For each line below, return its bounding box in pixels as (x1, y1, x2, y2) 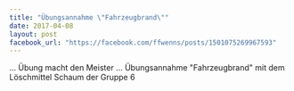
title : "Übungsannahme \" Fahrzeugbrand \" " (9, 12, 169, 22)
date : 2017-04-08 (9, 21, 74, 30)
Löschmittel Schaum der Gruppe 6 (9, 72, 135, 83)
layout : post (9, 29, 58, 38)
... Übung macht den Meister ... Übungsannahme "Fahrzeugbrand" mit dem (9, 62, 285, 73)
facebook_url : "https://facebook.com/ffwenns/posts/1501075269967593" (9, 37, 277, 47)
